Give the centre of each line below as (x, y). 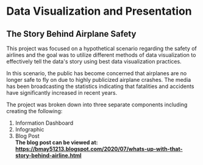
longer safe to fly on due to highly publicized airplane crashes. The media (99, 80)
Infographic (30, 129)
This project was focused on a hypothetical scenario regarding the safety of (101, 48)
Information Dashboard (44, 123)
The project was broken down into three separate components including (97, 105)
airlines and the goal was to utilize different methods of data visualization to (101, 55)
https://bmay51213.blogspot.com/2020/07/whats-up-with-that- (99, 149)
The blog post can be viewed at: (57, 142)
